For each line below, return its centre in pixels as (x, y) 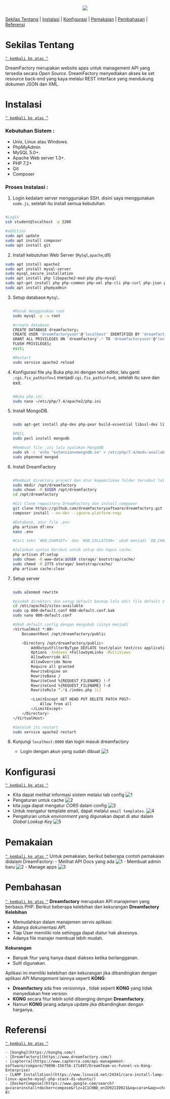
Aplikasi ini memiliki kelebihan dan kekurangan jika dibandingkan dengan (81, 973)
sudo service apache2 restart (45, 732)
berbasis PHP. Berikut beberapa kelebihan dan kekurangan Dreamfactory (82, 907)
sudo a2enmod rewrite (35, 592)
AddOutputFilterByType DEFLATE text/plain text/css (87, 648)
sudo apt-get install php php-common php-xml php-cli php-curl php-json (83, 283)
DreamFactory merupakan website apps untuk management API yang (78, 68)
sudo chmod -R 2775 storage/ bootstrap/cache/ (62, 564)
